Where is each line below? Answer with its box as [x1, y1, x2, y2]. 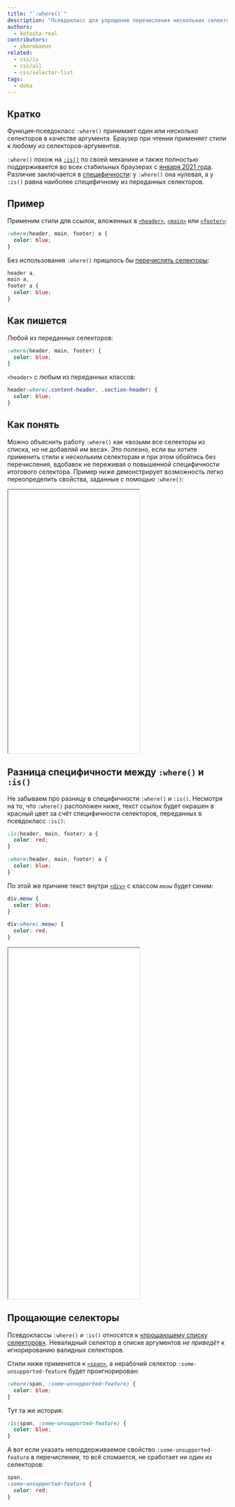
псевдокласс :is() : [7, 816, 66, 825]
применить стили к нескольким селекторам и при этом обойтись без [7, 452, 216, 460]
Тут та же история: [7, 1406, 64, 1414]
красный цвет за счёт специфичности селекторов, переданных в [7, 809, 203, 818]
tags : [7, 75, 23, 83]
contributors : [7, 36, 49, 44]
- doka [13, 82, 33, 89]
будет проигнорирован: [68, 1367, 139, 1375]
